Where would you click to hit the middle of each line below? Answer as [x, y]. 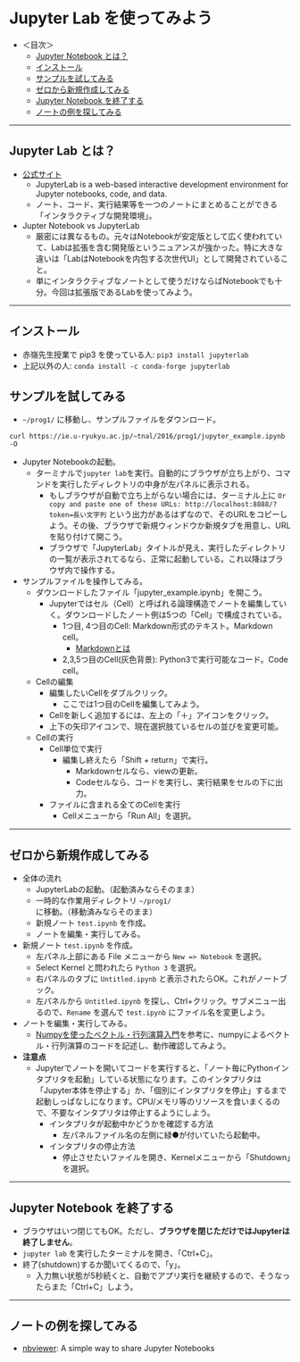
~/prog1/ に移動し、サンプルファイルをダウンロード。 [121, 420]
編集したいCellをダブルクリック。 [110, 693]
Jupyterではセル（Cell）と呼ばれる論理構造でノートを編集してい [168, 604]
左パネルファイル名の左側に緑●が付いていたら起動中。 [163, 1135]
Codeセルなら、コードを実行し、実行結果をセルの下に [175, 782]
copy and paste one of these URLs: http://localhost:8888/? [163, 505]
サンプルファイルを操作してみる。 [84, 581]
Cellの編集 [54, 682]
